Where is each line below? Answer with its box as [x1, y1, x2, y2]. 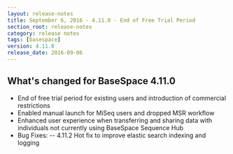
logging [17, 138, 40, 147]
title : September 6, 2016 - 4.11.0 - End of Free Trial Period [7, 17, 196, 24]
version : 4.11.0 [7, 43, 55, 50]
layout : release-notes [7, 10, 73, 17]
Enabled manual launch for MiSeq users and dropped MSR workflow [17, 108, 215, 117]
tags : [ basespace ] [7, 36, 61, 43]
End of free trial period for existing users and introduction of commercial [17, 94, 226, 102]
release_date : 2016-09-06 [7, 50, 83, 57]
